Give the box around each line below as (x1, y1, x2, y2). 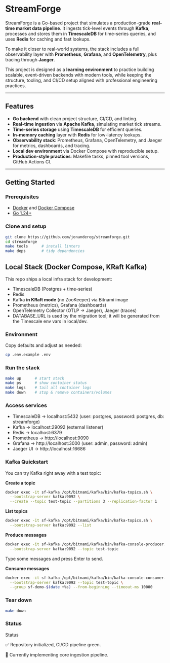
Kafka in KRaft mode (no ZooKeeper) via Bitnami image (12, 297, 129, 303)
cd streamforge (5, 239, 37, 244)
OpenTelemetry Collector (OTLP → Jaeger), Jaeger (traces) (12, 307, 137, 313)
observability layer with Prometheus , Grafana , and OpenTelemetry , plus (5, 51, 157, 57)
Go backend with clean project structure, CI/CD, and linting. (12, 115, 138, 122)
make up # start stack (5, 376, 65, 381)
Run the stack (5, 364, 40, 371)
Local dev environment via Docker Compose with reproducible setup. (12, 148, 159, 154)
